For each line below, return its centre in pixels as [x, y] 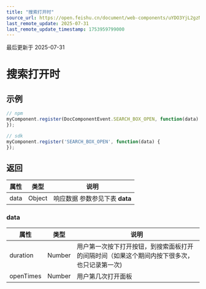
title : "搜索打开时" [30, 12]
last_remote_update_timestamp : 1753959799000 [65, 29]
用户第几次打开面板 [104, 276]
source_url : [21, 18]
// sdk [15, 136]
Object [38, 198]
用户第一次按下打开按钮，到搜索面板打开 [135, 246]
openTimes [25, 276]
